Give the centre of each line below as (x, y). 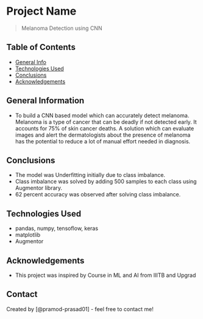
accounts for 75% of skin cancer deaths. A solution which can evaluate (105, 128)
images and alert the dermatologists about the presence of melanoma (103, 135)
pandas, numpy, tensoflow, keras (57, 228)
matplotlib (28, 235)
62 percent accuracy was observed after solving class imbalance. (98, 195)
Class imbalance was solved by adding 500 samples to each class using (106, 182)
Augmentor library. (39, 188)
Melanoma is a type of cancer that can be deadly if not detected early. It (106, 122)
